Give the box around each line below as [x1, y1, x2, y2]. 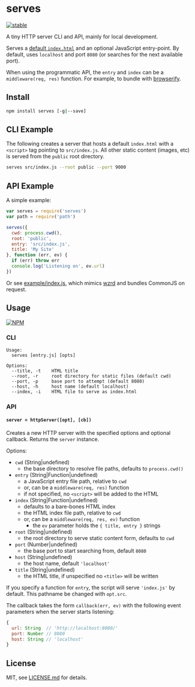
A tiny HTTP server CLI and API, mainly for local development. [6, 33, 159, 40]
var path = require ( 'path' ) [6, 214, 76, 219]
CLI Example [6, 124, 54, 135]
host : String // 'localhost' [11, 636, 84, 642]
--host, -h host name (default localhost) [11, 383, 129, 390]
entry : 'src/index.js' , [11, 241, 70, 247]
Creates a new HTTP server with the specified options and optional [6, 429, 171, 436]
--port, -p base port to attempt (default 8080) [11, 378, 145, 384]
